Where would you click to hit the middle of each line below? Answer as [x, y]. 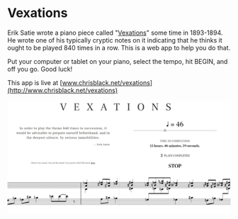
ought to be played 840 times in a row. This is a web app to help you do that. [119, 47]
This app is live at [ [35, 82]
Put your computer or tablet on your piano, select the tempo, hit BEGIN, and [118, 61]
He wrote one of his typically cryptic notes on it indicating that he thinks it [115, 40]
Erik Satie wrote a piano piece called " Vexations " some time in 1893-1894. [115, 33]
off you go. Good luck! [40, 69]
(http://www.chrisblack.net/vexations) [63, 90]
